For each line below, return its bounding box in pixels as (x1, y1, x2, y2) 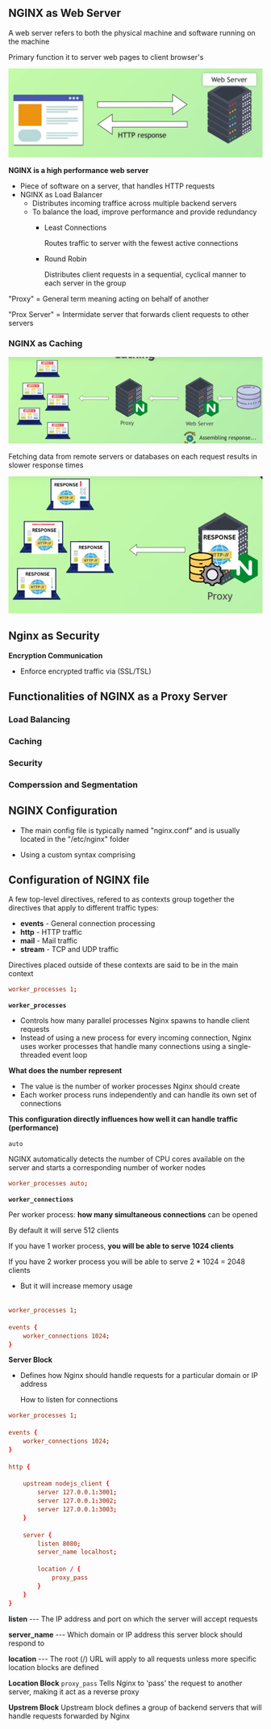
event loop (52, 1051, 88, 1060)
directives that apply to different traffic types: (8, 903, 159, 913)
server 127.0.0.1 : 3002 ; (37, 1497, 117, 1505)
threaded (19, 1051, 51, 1060)
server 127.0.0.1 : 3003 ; (37, 1506, 117, 1514)
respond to (8, 1638, 45, 1648)
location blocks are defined (8, 1662, 99, 1672)
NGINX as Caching (8, 338, 83, 349)
